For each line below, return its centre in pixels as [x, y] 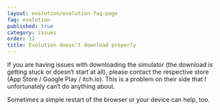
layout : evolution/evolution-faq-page [62, 13]
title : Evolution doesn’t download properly [72, 45]
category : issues [32, 32]
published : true [30, 26]
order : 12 [21, 39]
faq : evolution [29, 20]
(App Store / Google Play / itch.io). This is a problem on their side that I [107, 79]
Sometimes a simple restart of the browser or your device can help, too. [109, 99]
